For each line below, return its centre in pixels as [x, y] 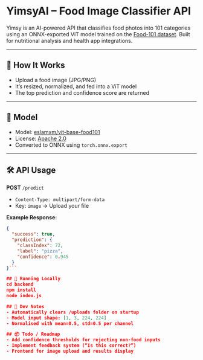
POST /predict [25, 188]
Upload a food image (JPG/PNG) [56, 80]
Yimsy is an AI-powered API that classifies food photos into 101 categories [98, 28]
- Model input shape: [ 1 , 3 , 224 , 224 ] [56, 318]
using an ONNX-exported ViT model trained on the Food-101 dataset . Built [98, 34]
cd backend [20, 284]
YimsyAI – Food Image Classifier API [99, 11]
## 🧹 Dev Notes [25, 306]
